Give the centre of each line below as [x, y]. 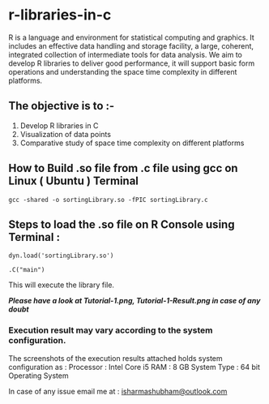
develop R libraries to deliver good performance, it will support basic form [132, 63]
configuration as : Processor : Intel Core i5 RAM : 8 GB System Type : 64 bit [134, 367]
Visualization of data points [66, 134]
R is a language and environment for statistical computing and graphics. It [132, 37]
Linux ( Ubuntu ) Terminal [74, 181]
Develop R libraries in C [59, 125]
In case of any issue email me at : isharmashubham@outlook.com [118, 391]
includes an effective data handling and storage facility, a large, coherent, [131, 45]
